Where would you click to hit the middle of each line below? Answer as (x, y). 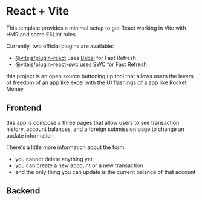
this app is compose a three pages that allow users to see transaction (93, 122)
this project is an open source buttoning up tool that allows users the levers (100, 76)
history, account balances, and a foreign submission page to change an (95, 129)
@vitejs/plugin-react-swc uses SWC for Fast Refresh (81, 64)
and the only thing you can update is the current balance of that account (105, 172)
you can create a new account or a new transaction (79, 165)
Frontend (24, 108)
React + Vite (38, 11)
